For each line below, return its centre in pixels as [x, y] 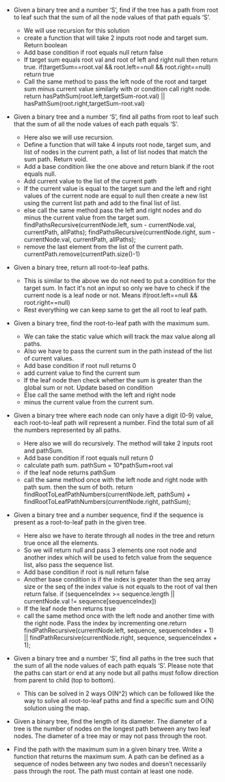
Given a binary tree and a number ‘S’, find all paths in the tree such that [114, 658]
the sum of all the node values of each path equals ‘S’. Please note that [114, 666]
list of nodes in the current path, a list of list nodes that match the [116, 152]
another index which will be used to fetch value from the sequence [118, 557]
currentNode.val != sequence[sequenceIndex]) [90, 601]
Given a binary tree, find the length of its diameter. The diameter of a [110, 721]
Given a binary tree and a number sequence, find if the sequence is [108, 515]
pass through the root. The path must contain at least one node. [103, 771]
